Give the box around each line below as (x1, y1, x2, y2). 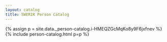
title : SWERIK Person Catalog (5, 12, 70, 17)
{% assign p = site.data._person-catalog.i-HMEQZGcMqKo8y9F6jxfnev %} (5, 25, 162, 31)
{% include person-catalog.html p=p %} (5, 31, 90, 37)
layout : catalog (5, 7, 40, 12)
